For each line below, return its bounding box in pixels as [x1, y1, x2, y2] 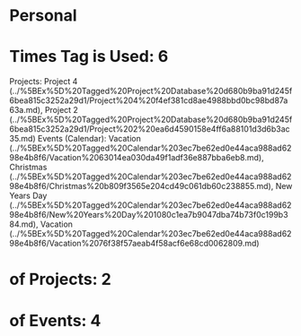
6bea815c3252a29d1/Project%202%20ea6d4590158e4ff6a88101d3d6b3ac [9, 124, 290, 134]
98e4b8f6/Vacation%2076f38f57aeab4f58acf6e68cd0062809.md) [9, 238, 260, 249]
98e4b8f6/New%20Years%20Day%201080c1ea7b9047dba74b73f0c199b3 [9, 210, 289, 220]
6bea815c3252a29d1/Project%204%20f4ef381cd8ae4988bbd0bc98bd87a [9, 95, 288, 106]
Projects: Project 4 [9, 76, 78, 87]
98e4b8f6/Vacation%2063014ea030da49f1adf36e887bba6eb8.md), [9, 152, 264, 163]
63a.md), [9, 105, 43, 116]
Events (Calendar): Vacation [37, 134, 141, 144]
